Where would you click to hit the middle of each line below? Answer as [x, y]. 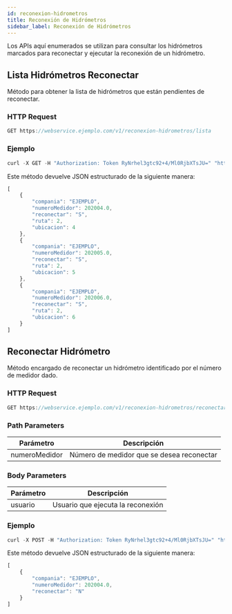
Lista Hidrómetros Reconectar [73, 75]
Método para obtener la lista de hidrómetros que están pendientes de [106, 92]
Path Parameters [36, 425]
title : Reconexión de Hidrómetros [57, 20]
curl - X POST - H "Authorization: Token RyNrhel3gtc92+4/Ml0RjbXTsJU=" [111, 540]
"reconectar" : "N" [58, 591]
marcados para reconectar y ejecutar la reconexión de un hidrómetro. [106, 53]
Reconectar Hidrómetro [59, 351]
